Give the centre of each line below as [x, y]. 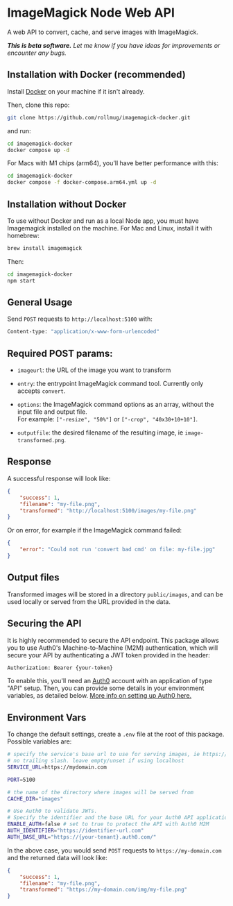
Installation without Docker [67, 204]
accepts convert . [41, 391]
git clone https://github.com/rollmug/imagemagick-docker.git [99, 117]
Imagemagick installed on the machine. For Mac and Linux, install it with [110, 228]
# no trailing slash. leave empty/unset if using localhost [96, 761]
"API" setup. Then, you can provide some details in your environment [106, 688]
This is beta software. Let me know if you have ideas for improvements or [114, 45]
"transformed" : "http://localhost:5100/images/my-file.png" [108, 511]
